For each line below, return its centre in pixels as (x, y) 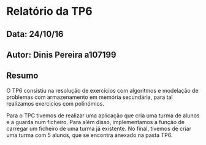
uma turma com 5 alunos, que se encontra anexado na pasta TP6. (90, 135)
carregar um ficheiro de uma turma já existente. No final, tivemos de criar (99, 128)
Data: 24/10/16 (35, 34)
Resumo (22, 76)
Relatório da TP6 (50, 11)
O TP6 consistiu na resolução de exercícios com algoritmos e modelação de (102, 90)
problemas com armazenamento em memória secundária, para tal (90, 97)
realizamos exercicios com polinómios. (55, 103)
